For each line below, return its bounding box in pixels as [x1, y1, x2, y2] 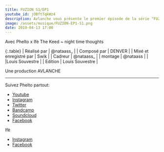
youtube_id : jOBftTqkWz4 [5, 12, 56, 17]
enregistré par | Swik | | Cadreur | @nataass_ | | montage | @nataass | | [5, 53, 148, 59]
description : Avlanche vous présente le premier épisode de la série [5, 16, 150, 21]
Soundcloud [12, 112, 37, 118]
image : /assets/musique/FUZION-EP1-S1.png [5, 21, 93, 26]
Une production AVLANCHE [5, 68, 61, 74]
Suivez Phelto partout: [5, 82, 50, 88]
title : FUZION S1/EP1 [5, 7, 49, 12]
